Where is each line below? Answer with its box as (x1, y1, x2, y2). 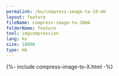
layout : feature (6, 14, 46, 20)
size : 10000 (6, 42, 35, 48)
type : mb (6, 47, 28, 53)
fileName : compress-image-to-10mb (6, 19, 91, 25)
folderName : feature (6, 25, 57, 31)
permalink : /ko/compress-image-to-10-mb (6, 8, 107, 15)
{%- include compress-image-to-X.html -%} (6, 63, 113, 70)
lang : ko (6, 36, 28, 42)
